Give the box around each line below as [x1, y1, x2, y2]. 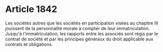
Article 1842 [5, 3, 57, 15]
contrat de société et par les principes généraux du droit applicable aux [5, 36, 153, 42]
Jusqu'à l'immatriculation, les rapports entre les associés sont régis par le [5, 30, 158, 36]
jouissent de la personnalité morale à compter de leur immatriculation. [5, 25, 150, 31]
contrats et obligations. [5, 41, 53, 47]
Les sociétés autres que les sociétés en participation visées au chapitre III [5, 20, 158, 26]
